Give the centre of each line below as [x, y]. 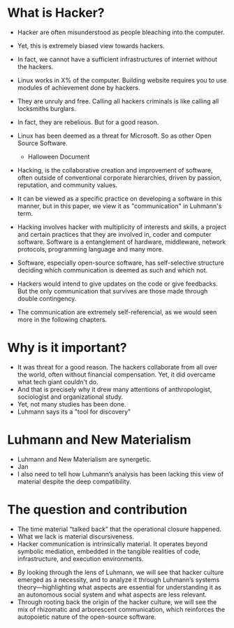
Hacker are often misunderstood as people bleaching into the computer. [121, 32]
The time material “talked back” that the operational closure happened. [119, 529]
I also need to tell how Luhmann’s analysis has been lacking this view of [120, 474]
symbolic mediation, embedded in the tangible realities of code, [109, 551]
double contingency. [47, 298]
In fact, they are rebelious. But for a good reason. [88, 122]
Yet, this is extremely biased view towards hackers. [91, 45]
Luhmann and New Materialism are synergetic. [84, 459]
